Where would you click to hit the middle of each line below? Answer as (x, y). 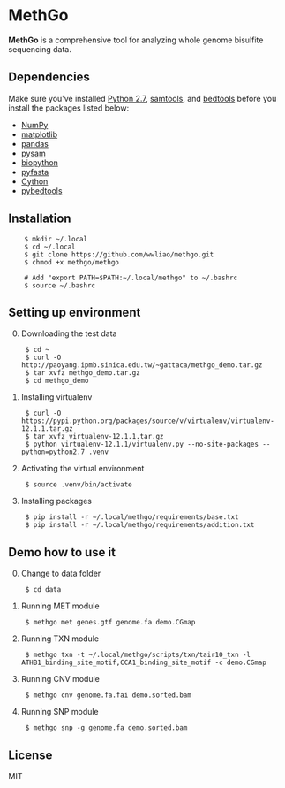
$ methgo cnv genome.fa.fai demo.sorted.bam (108, 695)
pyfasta (35, 172)
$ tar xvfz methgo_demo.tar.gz (82, 373)
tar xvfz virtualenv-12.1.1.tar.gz (98, 437)
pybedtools (41, 190)
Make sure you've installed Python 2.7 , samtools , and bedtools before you (142, 98)
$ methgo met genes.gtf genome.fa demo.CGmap (110, 623)
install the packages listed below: (69, 108)
